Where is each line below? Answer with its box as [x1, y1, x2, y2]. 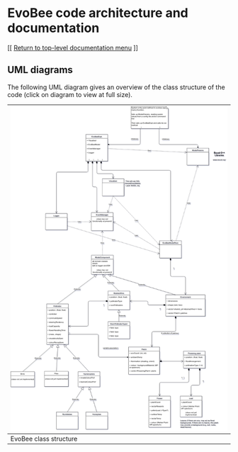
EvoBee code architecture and [7, 5, 189, 21]
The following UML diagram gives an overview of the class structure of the [7, 83, 225, 91]
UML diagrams [7, 64, 73, 76]
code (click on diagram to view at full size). [7, 90, 133, 98]
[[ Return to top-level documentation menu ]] [7, 43, 138, 52]
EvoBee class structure [10, 434, 78, 443]
